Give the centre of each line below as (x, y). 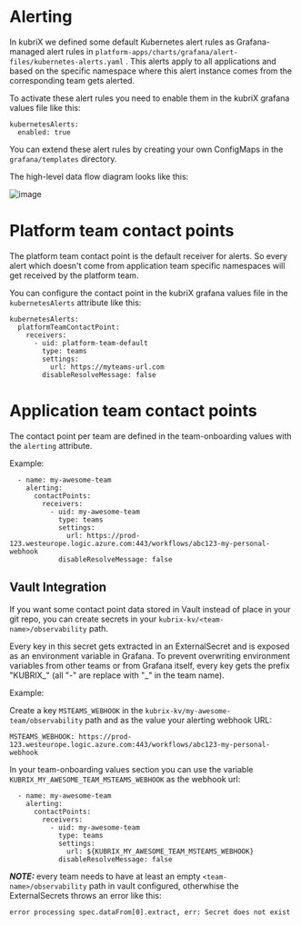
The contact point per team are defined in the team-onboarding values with (151, 436)
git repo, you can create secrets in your (83, 619)
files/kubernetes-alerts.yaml (67, 62)
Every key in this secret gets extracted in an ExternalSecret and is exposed (150, 646)
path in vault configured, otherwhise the (164, 886)
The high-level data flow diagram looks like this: (99, 176)
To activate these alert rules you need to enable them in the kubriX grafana (150, 98)
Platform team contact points (122, 231)
